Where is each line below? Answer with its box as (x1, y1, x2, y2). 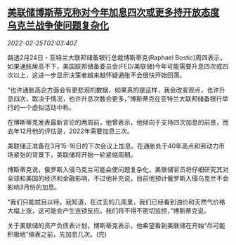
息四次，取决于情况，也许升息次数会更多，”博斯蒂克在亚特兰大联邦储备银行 (7, 94, 223, 103)
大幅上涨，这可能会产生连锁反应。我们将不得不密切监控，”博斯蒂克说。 (7, 206, 211, 215)
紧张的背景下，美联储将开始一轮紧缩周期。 (13, 150, 137, 159)
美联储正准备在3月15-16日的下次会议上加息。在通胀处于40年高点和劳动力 (7, 141, 219, 150)
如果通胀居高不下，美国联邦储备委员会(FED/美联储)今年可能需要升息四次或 (7, 62, 223, 70)
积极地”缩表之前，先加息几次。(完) (7, 230, 107, 238)
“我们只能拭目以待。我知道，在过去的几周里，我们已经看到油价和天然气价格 (7, 197, 226, 206)
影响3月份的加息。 (7, 183, 61, 191)
